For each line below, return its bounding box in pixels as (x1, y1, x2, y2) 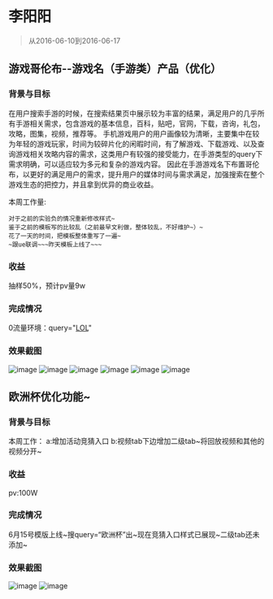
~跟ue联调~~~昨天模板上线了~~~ (8, 241, 102, 249)
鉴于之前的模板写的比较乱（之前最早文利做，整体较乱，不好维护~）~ (8, 223, 203, 232)
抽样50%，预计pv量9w (8, 280, 86, 290)
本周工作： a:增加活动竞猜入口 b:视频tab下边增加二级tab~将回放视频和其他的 (8, 436, 265, 446)
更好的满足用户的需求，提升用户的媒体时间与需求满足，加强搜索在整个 (29, 169, 265, 179)
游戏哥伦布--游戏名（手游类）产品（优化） (8, 62, 222, 76)
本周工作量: (8, 197, 47, 206)
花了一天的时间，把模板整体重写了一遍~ (8, 232, 122, 240)
